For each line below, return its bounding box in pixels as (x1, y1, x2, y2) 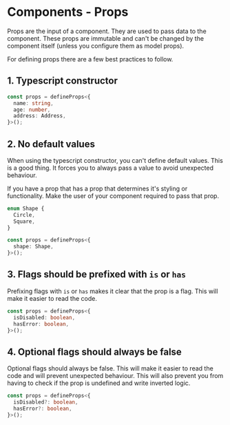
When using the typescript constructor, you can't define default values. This (7, 156, 224, 164)
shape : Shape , (13, 243, 54, 250)
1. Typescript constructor (7, 75, 118, 87)
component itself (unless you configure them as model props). (7, 41, 185, 50)
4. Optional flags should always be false (7, 346, 182, 357)
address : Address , (13, 112, 67, 119)
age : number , (13, 106, 51, 113)
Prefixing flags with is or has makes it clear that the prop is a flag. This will (7, 287, 218, 295)
